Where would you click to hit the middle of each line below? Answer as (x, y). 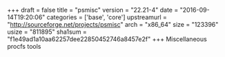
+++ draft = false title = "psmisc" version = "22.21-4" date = (93, 10)
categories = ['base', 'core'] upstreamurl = (107, 17)
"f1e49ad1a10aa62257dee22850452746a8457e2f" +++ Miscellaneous (107, 39)
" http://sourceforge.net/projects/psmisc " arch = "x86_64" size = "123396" (113, 24)
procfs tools (24, 46)
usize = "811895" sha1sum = (47, 32)
